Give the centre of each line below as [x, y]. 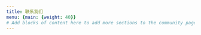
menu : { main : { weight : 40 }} [41, 17]
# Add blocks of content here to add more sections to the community [95, 23]
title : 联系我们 [25, 12]
